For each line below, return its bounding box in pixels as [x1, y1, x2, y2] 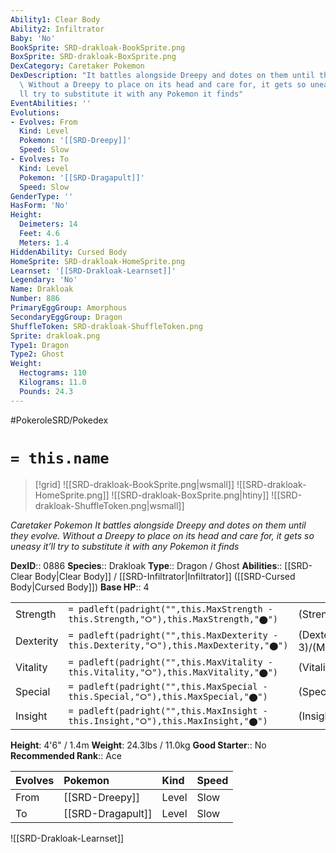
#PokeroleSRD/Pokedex [10, 414, 109, 426]
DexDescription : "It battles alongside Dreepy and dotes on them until [10, 71, 315, 81]
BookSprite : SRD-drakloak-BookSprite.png [10, 42, 186, 53]
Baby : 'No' [10, 33, 56, 43]
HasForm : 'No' [10, 201, 70, 211]
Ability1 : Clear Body [10, 14, 101, 25]
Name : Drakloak [10, 284, 74, 295]
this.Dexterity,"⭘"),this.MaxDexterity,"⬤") [68, 640, 289, 651]
